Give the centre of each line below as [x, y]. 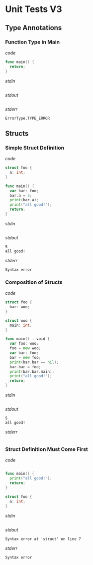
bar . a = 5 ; [21, 195]
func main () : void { [28, 339]
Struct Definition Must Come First [46, 449]
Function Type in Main [33, 42]
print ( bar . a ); [24, 200]
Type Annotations [34, 28]
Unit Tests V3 [34, 9]
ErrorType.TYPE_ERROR [28, 118]
